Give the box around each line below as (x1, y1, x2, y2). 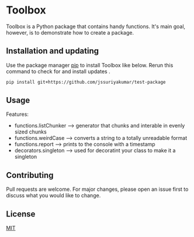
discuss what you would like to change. (6, 192, 101, 199)
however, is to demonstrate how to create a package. (6, 29, 134, 36)
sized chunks (14, 128, 47, 135)
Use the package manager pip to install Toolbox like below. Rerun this (6, 61, 174, 68)
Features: (6, 111, 29, 118)
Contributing (6, 170, 54, 180)
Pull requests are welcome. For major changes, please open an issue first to (6, 186, 189, 193)
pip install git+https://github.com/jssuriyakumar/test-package (6, 79, 166, 85)
